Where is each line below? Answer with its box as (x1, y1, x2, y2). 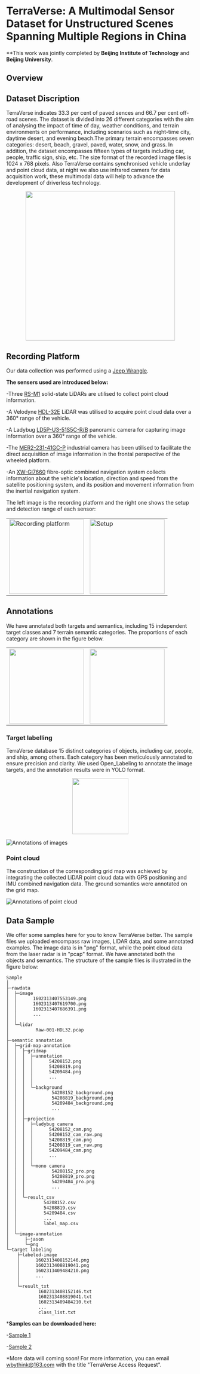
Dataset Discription (6, 93, 80, 103)
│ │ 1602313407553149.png (6, 996, 87, 1002)
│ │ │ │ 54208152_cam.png (6, 1126, 93, 1132)
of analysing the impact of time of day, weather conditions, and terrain (6, 122, 179, 129)
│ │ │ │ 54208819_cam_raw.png (6, 1142, 103, 1149)
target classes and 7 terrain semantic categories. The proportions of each (6, 628, 188, 636)
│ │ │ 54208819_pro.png (6, 1174, 95, 1180)
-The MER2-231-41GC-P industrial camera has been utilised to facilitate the (6, 444, 191, 451)
